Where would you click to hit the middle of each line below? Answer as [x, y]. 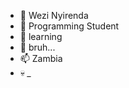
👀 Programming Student [69, 26]
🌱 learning [41, 36]
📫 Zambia [41, 58]
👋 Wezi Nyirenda [54, 15]
